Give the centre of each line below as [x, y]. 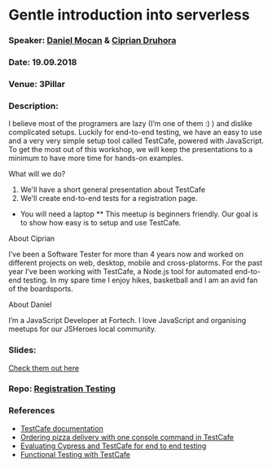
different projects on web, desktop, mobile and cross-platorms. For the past [136, 263]
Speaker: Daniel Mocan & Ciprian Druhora [92, 41]
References [32, 411]
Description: [33, 106]
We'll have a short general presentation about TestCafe [113, 190]
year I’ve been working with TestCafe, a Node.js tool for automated [121, 272]
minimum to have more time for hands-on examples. [96, 158]
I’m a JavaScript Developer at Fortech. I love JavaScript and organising [127, 321]
